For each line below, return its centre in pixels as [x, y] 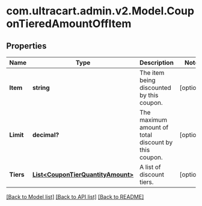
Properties [26, 46]
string [41, 88]
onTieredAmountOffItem [69, 24]
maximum [153, 120]
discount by [156, 142]
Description [157, 63]
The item [152, 73]
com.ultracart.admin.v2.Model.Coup [100, 11]
